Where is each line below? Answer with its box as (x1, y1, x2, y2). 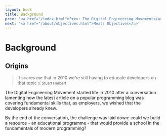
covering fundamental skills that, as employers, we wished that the (5, 100, 141, 106)
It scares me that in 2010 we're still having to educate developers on (17, 75, 157, 81)
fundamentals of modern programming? (5, 125, 86, 131)
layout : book (5, 7, 32, 12)
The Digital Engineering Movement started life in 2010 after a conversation (5, 90, 157, 96)
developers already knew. (5, 105, 58, 111)
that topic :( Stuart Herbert (17, 80, 67, 86)
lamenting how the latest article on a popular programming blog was (5, 95, 144, 101)
